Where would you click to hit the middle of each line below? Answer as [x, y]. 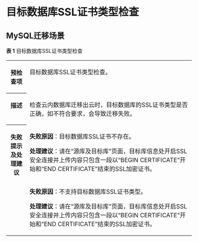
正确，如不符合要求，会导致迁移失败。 [82, 114]
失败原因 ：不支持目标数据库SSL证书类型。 [88, 191]
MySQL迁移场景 [35, 36]
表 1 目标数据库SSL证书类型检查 [44, 51]
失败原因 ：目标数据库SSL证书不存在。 [82, 136]
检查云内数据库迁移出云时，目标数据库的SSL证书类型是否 [109, 105]
